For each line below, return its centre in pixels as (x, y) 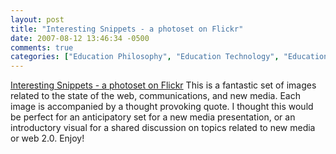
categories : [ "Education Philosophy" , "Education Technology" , (145, 57)
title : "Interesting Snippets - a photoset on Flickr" (127, 29)
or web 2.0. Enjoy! (47, 138)
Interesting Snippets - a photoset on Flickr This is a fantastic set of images (163, 85)
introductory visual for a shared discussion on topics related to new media (163, 128)
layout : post (37, 19)
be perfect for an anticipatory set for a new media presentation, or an (153, 117)
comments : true (42, 47)
